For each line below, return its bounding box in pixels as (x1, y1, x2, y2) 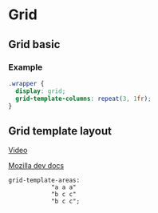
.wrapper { (8, 79, 45, 87)
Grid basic (8, 38, 61, 51)
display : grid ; (15, 86, 66, 95)
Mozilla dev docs (8, 161, 65, 171)
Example (8, 62, 43, 73)
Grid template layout (8, 124, 112, 138)
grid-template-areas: (8, 176, 81, 185)
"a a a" (50, 183, 77, 191)
